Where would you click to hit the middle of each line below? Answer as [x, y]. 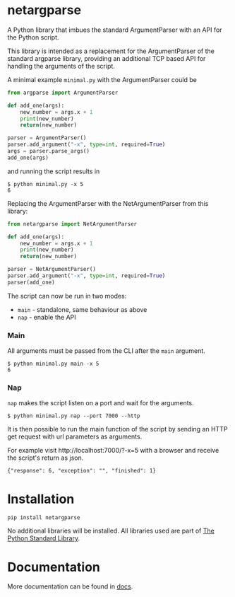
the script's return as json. [46, 458]
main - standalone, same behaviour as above [82, 309]
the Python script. [33, 37]
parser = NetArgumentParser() [52, 269]
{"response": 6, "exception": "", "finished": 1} [82, 471]
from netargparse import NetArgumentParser [72, 224]
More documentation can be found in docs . [70, 586]
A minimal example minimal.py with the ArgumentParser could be [102, 79]
